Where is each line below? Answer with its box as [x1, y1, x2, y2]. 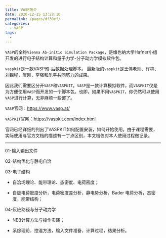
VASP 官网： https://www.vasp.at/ [5, 105, 70, 111]
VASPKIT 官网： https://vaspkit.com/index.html [5, 116, 96, 122]
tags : [5, 30, 16, 35]
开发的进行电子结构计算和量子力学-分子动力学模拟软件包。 [5, 55, 124, 61]
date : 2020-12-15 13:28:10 [5, 12, 61, 17]
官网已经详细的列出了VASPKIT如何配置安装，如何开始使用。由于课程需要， [5, 126, 158, 132]
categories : [5, 21, 30, 26]
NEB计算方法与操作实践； [12, 217, 65, 223]
